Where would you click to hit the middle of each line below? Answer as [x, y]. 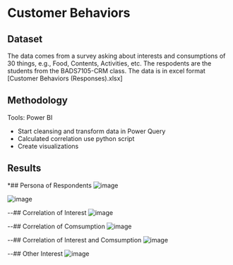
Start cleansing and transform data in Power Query [91, 131]
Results [24, 168]
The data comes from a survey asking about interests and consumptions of [116, 56]
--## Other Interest [35, 253]
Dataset [25, 39]
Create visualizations [48, 146]
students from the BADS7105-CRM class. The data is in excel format [107, 71]
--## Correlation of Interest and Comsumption [74, 240]
